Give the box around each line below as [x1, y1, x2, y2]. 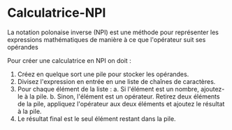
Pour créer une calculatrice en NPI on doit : [7, 56, 131, 64]
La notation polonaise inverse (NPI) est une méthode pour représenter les [7, 28, 219, 36]
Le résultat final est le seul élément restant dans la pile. [17, 114, 176, 123]
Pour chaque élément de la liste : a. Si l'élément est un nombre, [17, 85, 199, 93]
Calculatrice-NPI [7, 5, 106, 21]
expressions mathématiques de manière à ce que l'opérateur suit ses [7, 35, 206, 43]
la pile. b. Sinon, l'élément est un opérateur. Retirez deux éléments [29, 92, 220, 101]
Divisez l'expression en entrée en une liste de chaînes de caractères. [17, 77, 216, 85]
